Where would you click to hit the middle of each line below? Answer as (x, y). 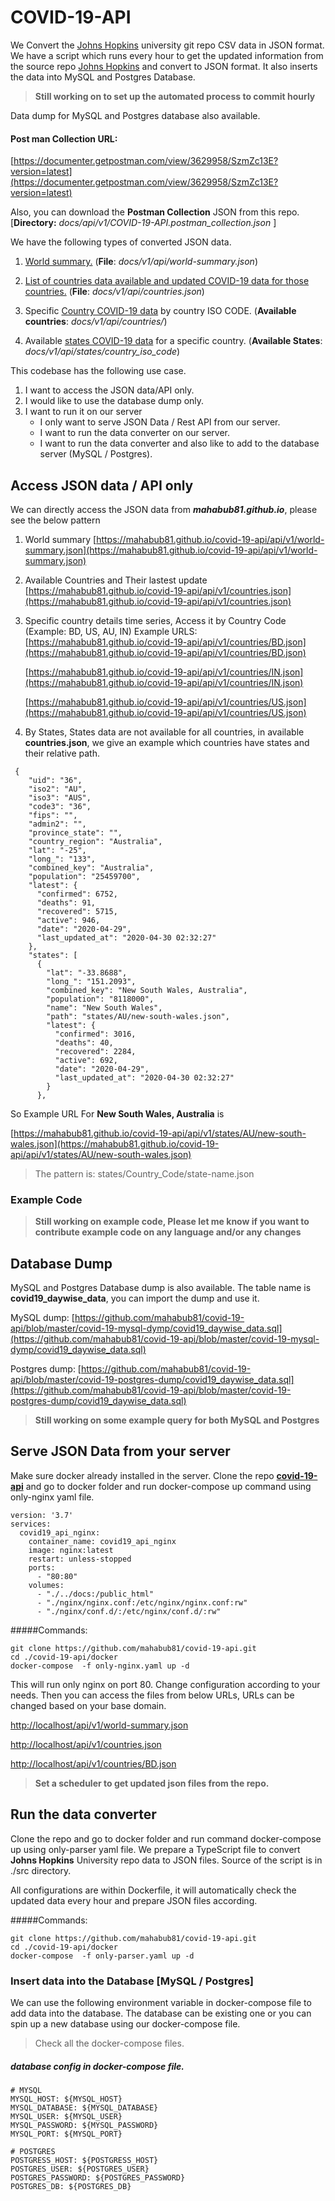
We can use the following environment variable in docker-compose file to (161, 2002)
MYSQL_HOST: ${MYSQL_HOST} (66, 2099)
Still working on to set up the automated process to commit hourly (175, 96)
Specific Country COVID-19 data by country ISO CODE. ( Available (160, 311)
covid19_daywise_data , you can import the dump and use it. (135, 1298)
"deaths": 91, (66, 902)
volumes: (46, 1585)
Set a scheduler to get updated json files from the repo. (152, 1783)
